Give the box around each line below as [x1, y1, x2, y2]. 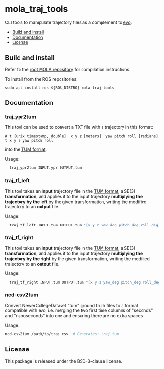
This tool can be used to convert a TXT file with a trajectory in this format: [5, 124, 154, 130]
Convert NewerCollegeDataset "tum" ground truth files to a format [5, 302, 138, 308]
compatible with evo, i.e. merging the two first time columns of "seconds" [5, 307, 153, 313]
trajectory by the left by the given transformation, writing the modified [5, 199, 147, 205]
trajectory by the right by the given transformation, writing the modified [5, 255, 150, 262]
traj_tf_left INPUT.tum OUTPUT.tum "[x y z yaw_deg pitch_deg [9, 223, 139, 227]
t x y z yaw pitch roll [5, 138, 54, 143]
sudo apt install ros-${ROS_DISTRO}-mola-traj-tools [5, 85, 115, 90]
